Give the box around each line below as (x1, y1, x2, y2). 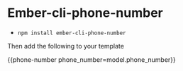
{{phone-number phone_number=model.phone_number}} (7, 55, 176, 64)
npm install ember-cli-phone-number (17, 30, 126, 37)
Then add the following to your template (7, 41, 124, 50)
